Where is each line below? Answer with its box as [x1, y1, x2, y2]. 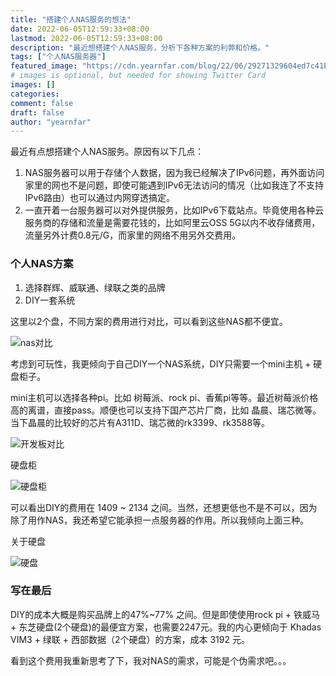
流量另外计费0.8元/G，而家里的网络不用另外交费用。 [24, 229, 242, 241]
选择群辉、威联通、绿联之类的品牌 [24, 281, 166, 293]
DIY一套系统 [24, 294, 76, 306]
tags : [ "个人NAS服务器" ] [10, 52, 107, 62]
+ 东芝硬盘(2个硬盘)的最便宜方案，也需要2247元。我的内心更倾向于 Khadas [10, 621, 322, 633]
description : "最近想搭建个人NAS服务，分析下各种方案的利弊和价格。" [10, 42, 270, 53]
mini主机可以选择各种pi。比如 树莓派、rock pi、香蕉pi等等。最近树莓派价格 [10, 391, 319, 403]
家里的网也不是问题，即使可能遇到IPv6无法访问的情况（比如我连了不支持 [24, 179, 325, 191]
